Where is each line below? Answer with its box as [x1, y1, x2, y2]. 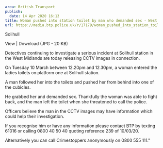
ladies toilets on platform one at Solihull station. [5, 70, 99, 76]
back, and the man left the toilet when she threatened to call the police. [5, 99, 147, 105]
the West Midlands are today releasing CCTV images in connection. [5, 55, 140, 61]
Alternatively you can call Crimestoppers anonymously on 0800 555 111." [5, 137, 150, 143]
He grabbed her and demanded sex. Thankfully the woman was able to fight [5, 94, 158, 99]
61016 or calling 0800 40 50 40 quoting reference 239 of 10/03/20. [5, 128, 140, 134]
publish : [5, 9, 23, 14]
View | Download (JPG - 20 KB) [5, 41, 68, 47]
